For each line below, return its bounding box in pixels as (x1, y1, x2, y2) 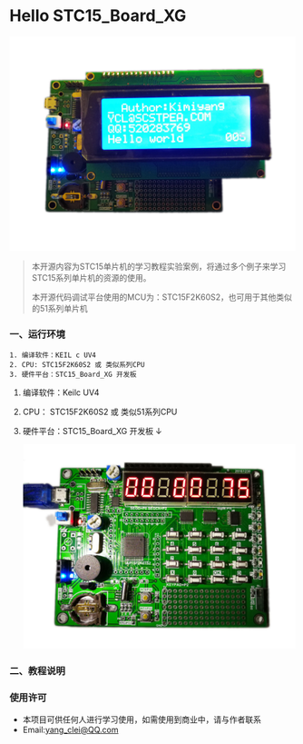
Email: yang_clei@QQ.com (22, 724, 120, 735)
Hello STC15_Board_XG (9, 5, 187, 26)
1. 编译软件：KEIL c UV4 (9, 351, 97, 360)
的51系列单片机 (31, 303, 88, 313)
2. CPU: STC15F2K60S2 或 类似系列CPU (9, 361, 145, 370)
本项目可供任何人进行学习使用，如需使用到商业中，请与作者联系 (22, 714, 261, 725)
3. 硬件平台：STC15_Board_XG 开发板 (9, 370, 137, 380)
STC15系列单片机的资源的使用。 (31, 272, 151, 283)
